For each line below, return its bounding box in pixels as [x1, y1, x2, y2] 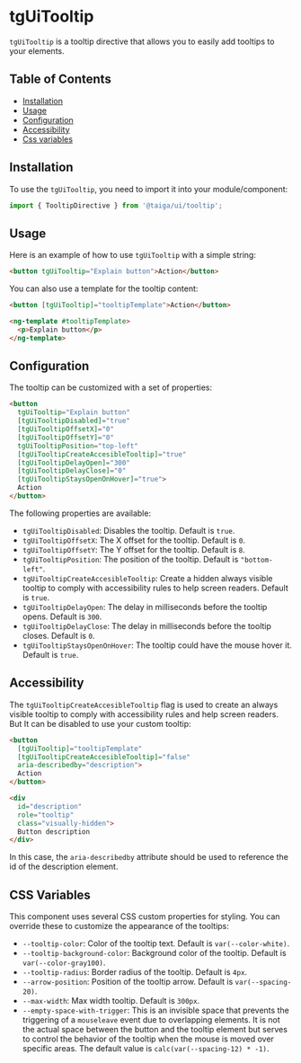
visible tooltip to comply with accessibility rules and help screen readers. [9, 708, 279, 720]
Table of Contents [9, 72, 112, 87]
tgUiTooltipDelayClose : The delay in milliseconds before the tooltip [22, 620, 272, 631]
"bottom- [240, 555, 273, 564]
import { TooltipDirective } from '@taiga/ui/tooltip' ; [9, 200, 223, 210]
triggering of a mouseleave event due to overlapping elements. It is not [22, 1014, 280, 1025]
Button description [17, 827, 91, 837]
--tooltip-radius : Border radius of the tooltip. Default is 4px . [22, 967, 248, 978]
